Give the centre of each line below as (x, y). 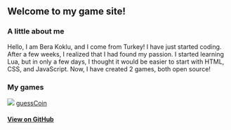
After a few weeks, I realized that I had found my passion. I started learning (116, 54)
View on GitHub (31, 119)
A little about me (36, 31)
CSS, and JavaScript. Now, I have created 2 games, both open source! (109, 68)
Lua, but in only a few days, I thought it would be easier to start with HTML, (116, 62)
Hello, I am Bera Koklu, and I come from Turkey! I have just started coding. (114, 46)
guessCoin (32, 103)
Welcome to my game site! (67, 12)
